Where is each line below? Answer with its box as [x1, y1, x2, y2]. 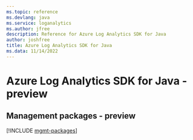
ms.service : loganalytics [6, 20, 71, 26]
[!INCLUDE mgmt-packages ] [6, 127, 77, 134]
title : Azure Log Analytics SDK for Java [6, 43, 113, 49]
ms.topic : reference [6, 8, 59, 15]
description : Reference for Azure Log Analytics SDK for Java [6, 31, 166, 37]
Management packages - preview [6, 111, 136, 121]
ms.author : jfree [6, 25, 50, 32]
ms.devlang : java [6, 14, 50, 21]
